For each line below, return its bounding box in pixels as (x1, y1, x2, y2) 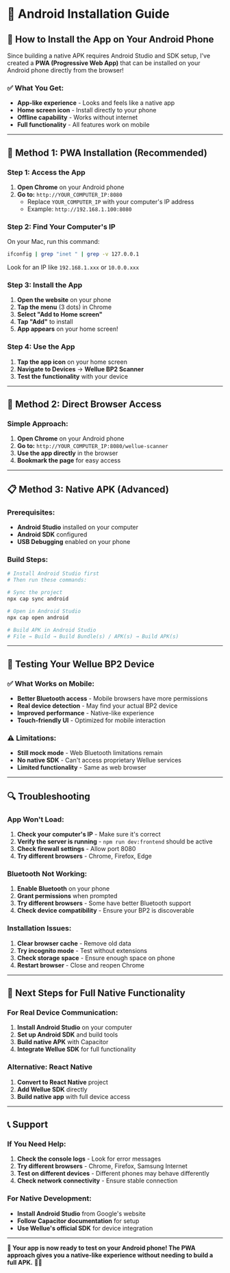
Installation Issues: (7, 924, 72, 933)
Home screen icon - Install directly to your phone (16, 106, 157, 114)
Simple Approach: (7, 419, 68, 429)
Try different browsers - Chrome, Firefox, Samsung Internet (16, 1162, 188, 1170)
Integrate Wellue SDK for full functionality (16, 1045, 136, 1054)
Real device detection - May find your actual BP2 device (16, 702, 178, 710)
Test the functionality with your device (16, 372, 129, 380)
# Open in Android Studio (7, 608, 81, 615)
